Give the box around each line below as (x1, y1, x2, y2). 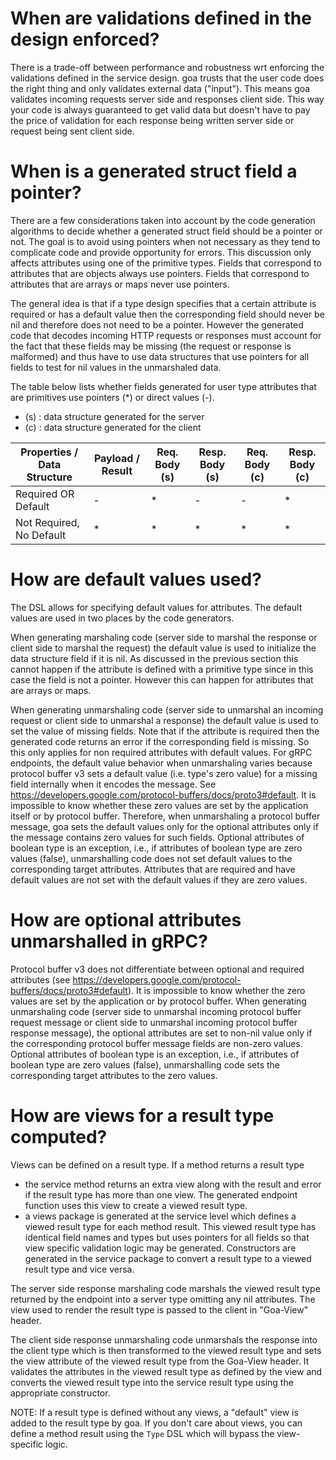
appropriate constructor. (10, 1387, 111, 1399)
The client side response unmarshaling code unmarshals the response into (10, 1333, 318, 1346)
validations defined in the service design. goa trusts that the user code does (10, 72, 325, 84)
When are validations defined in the (10, 7, 312, 30)
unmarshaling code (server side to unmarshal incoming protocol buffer (10, 1005, 302, 1017)
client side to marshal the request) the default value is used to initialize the (10, 642, 317, 654)
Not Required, (15, 515, 80, 529)
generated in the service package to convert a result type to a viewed (24, 1252, 312, 1264)
